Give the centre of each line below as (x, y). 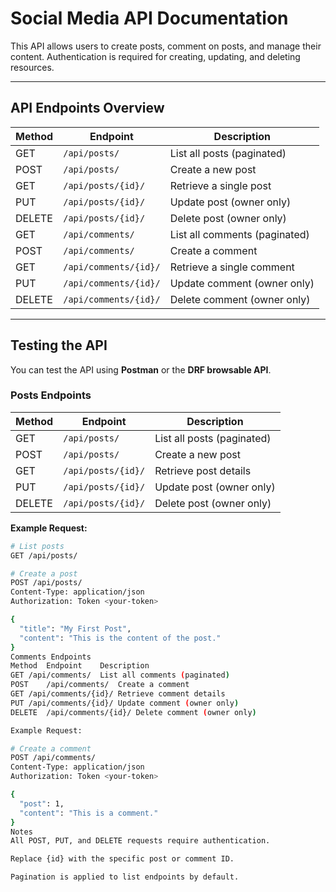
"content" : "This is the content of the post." (120, 638)
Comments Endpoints (51, 657)
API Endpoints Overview (87, 108)
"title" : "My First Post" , (75, 628)
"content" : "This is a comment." (89, 813)
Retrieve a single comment (232, 267)
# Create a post (44, 573)
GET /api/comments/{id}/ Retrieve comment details (118, 694)
